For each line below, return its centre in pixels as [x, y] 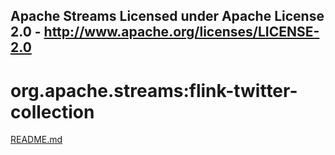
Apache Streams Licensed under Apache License [167, 16]
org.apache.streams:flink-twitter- [154, 90]
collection [52, 111]
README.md [36, 140]
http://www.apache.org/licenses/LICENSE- [181, 32]
